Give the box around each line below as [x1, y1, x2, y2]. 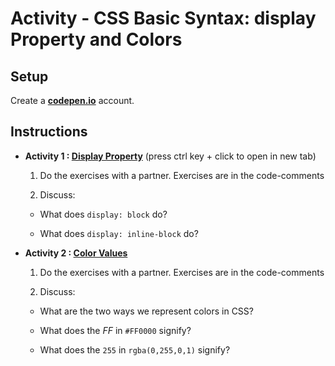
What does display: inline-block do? [39, 227, 199, 239]
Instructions [10, 123, 88, 141]
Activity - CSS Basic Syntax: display [10, 7, 317, 30]
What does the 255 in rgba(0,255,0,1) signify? [39, 343, 231, 356]
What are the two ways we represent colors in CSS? [39, 305, 254, 317]
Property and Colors [10, 28, 183, 51]
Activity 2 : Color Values [24, 247, 128, 259]
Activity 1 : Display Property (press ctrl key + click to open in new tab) [24, 150, 317, 162]
